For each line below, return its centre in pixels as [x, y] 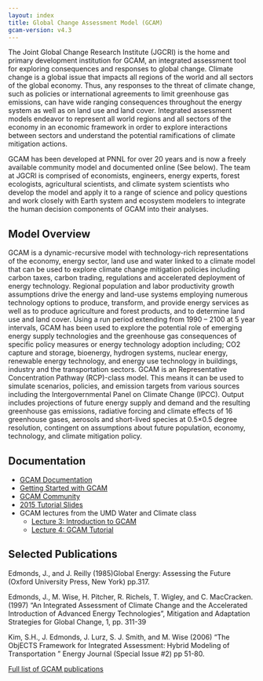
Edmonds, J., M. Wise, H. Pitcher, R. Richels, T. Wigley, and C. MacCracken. [131, 596]
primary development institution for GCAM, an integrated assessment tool [127, 60]
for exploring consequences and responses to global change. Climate [121, 69]
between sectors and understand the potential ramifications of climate [122, 136]
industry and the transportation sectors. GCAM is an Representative [118, 370]
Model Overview [49, 233]
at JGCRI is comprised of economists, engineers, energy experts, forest [124, 176]
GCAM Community [50, 496]
